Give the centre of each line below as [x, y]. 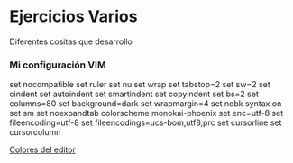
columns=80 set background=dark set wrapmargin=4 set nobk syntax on [146, 104]
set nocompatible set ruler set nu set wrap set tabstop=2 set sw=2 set [140, 85]
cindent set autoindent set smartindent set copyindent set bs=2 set [134, 94]
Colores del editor [43, 149]
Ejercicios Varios [73, 17]
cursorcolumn [35, 132]
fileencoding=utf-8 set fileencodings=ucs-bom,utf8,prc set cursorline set [146, 122]
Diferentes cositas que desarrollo [71, 41]
